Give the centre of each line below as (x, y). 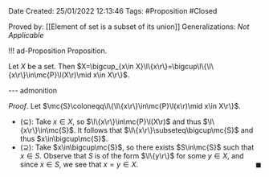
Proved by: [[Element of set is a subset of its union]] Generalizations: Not (129, 27)
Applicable (26, 35)
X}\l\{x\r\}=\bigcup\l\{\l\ (175, 66)
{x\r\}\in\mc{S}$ (47, 130)
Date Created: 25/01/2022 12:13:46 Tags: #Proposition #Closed (113, 11)
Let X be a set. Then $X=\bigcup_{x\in (71, 66)
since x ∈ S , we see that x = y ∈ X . (79, 164)
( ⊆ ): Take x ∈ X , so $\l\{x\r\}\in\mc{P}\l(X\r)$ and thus (110, 121)
